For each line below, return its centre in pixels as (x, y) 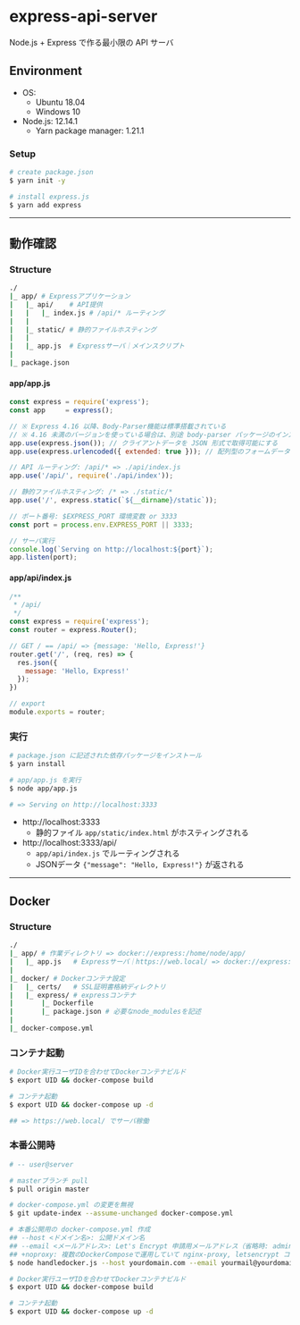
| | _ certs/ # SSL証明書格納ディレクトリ (88, 987)
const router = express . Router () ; (74, 630)
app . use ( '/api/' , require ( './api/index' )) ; (92, 476)
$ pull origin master (50, 1189)
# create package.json (51, 173)
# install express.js (50, 197)
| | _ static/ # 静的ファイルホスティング (83, 329)
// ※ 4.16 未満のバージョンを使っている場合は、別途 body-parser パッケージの (142, 435)
